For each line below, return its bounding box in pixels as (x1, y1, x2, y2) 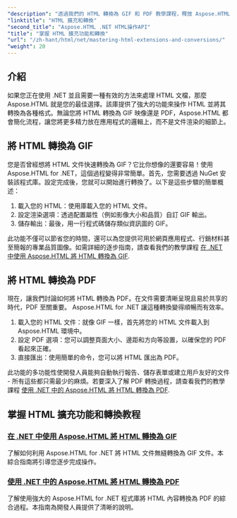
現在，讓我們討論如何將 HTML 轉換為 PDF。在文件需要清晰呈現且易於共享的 (7, 294, 228, 303)
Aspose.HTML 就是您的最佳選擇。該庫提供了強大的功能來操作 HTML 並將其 (7, 99, 226, 108)
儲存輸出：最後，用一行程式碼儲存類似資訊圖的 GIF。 (17, 219, 172, 228)
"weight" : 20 (7, 43, 46, 50)
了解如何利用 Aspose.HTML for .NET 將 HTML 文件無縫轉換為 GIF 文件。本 (7, 449, 224, 457)
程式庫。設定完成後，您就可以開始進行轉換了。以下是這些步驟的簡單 (19, 178, 217, 186)
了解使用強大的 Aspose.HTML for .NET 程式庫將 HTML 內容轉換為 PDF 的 (7, 494, 220, 502)
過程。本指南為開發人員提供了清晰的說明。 (13, 503, 138, 512)
